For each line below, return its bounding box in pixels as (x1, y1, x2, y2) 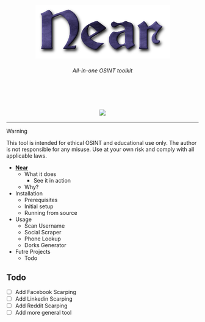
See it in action (33, 177, 71, 184)
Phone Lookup (24, 235, 61, 242)
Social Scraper (24, 229, 62, 236)
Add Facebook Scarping (15, 289, 76, 296)
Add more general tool (15, 309, 72, 317)
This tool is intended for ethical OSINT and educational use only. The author (6, 139, 197, 147)
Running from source (24, 209, 77, 217)
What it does (24, 170, 57, 178)
